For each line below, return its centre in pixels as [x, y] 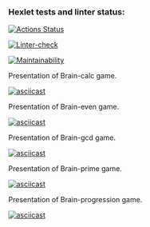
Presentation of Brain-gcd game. [62, 137]
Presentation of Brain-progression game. [75, 200]
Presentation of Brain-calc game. [63, 76]
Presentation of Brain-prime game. [65, 169]
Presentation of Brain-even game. [64, 107]
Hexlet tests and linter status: [67, 12]
